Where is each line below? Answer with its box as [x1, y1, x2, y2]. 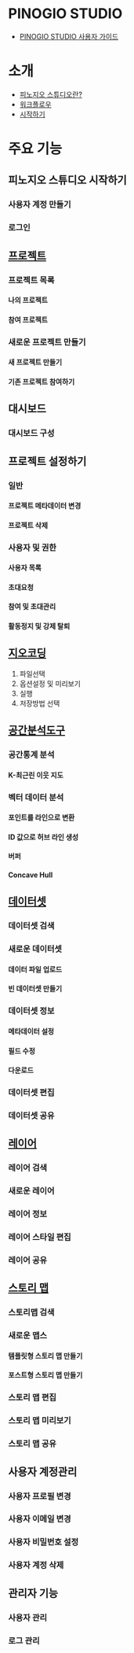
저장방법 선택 [19, 698, 60, 708]
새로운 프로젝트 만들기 [8, 336, 86, 347]
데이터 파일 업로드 [8, 965, 63, 974]
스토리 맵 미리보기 [8, 1415, 72, 1426]
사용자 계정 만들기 [8, 199, 72, 210]
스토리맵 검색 [8, 1307, 55, 1318]
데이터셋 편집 [8, 1087, 55, 1098]
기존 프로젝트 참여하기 [8, 377, 75, 386]
